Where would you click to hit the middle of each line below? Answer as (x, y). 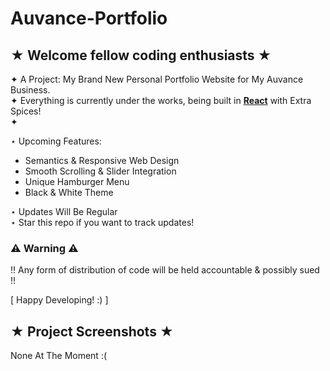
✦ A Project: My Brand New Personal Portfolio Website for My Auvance (157, 79)
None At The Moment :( (59, 356)
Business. (30, 90)
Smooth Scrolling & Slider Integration (100, 171)
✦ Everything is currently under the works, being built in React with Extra (161, 100)
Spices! (26, 111)
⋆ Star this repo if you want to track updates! (102, 222)
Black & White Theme (69, 192)
